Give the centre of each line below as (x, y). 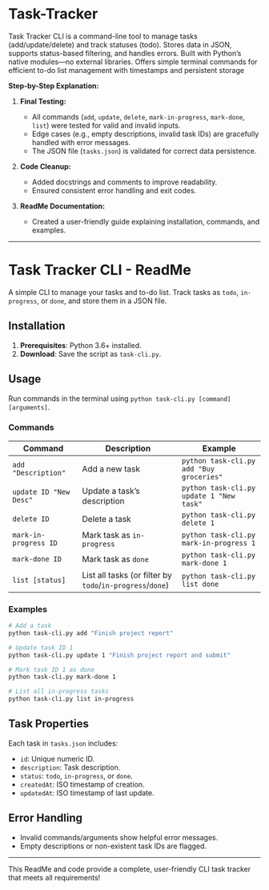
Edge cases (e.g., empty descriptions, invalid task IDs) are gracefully (145, 134)
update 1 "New (208, 496)
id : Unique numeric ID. (57, 759)
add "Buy (198, 469)
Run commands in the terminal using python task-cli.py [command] (120, 398)
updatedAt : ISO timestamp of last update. (87, 793)
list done (200, 584)
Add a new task (111, 468)
